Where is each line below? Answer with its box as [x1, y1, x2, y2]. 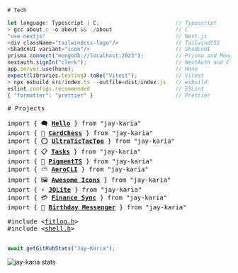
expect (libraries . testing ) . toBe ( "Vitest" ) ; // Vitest [7, 71, 204, 79]
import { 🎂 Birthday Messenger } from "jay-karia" [7, 204, 187, 211]
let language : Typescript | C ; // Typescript [7, 19, 217, 26]
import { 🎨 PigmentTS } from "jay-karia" [7, 158, 154, 165]
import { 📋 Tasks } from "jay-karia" [7, 148, 142, 156]
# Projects [7, 105, 45, 112]
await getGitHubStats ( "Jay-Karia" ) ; [7, 245, 115, 252]
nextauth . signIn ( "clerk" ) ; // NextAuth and [7, 59, 223, 66]
